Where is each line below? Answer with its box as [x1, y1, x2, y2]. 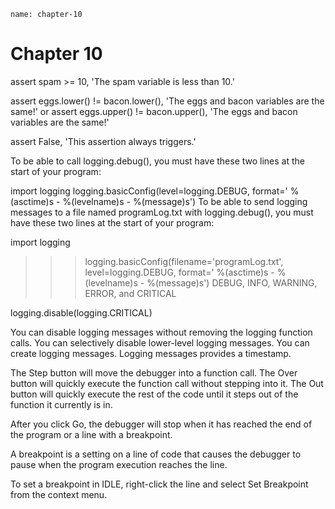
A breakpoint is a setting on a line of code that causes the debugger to [10, 448, 302, 460]
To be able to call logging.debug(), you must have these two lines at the [10, 155, 306, 167]
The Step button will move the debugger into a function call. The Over [10, 366, 298, 379]
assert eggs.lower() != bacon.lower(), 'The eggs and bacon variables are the [10, 95, 325, 107]
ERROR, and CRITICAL [84, 287, 177, 299]
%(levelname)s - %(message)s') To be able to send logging [62, 195, 308, 207]
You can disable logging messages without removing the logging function [10, 326, 313, 338]
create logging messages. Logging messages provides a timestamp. [10, 347, 292, 359]
